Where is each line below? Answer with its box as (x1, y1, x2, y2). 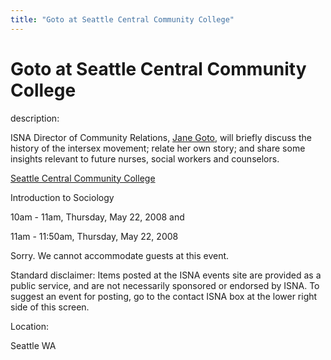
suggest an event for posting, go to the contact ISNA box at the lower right (10, 290, 318, 302)
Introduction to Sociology (10, 191, 115, 203)
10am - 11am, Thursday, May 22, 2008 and (10, 211, 185, 223)
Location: (10, 320, 49, 332)
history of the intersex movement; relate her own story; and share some (10, 142, 306, 154)
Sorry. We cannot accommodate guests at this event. (10, 249, 230, 261)
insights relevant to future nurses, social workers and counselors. (10, 152, 280, 165)
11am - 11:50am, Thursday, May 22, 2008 (10, 230, 179, 242)
